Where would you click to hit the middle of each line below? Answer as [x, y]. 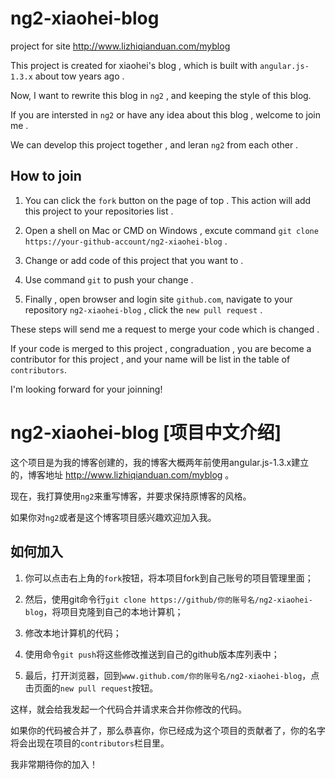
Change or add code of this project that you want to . [134, 260]
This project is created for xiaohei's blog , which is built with [134, 65]
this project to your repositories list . [99, 211]
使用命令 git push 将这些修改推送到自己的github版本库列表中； [152, 654]
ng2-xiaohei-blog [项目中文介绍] [146, 432]
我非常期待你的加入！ [54, 764]
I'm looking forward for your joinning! [86, 389]
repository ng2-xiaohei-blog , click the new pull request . [143, 309]
